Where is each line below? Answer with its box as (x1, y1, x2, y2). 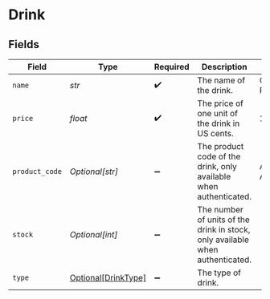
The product (197, 141, 244, 152)
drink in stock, (197, 224, 251, 235)
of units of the (197, 214, 251, 225)
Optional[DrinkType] (69, 273, 147, 283)
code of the (197, 151, 241, 162)
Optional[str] (69, 166, 119, 177)
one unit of (197, 108, 239, 119)
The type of (197, 267, 241, 278)
